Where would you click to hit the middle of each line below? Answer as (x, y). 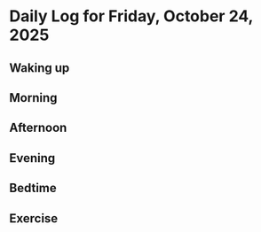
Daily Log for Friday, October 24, (131, 16)
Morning (33, 98)
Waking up (40, 68)
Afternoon (38, 128)
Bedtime (33, 188)
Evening (32, 158)
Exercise (34, 218)
